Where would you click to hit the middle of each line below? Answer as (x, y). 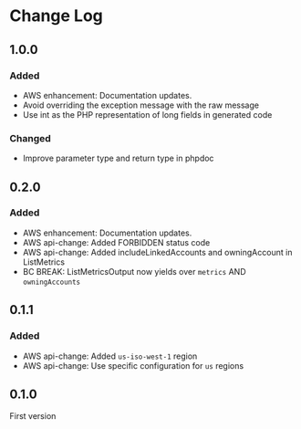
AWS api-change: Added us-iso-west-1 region (110, 356)
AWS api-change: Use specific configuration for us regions (133, 365)
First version (33, 416)
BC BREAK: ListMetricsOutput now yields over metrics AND (134, 271)
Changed (31, 138)
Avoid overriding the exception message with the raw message (141, 105)
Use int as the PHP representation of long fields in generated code (147, 114)
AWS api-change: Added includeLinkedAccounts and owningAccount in (157, 252)
